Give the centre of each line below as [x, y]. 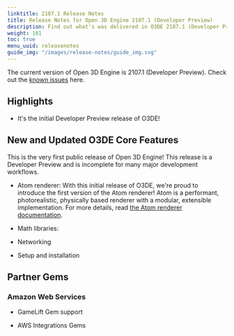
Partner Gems [38, 277]
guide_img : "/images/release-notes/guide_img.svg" [82, 53]
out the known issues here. [46, 79]
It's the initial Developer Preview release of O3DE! [88, 118]
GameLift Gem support [50, 312]
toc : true [22, 40]
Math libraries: [38, 228]
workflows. [23, 172]
